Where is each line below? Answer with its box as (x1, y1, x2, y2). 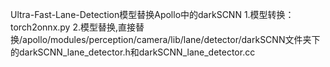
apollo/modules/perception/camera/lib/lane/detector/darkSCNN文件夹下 (22, 34, 321, 45)
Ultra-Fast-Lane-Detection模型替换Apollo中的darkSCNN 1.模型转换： (10, 9, 295, 20)
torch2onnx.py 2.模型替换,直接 (10, 21, 137, 33)
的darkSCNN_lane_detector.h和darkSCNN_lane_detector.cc (10, 46, 256, 58)
